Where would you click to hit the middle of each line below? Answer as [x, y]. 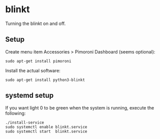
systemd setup [29, 95]
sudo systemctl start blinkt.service [46, 131]
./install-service [25, 122]
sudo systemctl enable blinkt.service [46, 127]
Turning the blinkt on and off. [36, 23]
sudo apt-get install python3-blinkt [45, 80]
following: [15, 113]
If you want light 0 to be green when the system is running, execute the [80, 107]
